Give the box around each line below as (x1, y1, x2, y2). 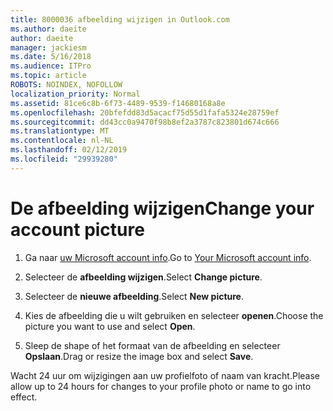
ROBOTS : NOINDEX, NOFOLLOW (10, 80, 123, 90)
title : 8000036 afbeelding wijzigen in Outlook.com (10, 14, 230, 25)
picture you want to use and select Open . (24, 320, 196, 332)
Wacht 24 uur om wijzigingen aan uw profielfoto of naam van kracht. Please (10, 369, 320, 381)
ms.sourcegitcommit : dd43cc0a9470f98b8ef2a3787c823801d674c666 (10, 117, 280, 127)
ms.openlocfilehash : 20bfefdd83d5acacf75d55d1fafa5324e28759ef (10, 107, 280, 118)
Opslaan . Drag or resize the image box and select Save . (24, 350, 254, 362)
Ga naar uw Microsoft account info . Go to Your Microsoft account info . (24, 251, 312, 263)
